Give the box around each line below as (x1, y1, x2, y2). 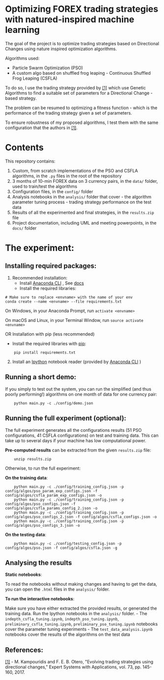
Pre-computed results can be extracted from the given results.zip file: (5, 447, 151, 453)
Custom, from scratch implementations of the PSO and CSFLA (12, 168, 138, 173)
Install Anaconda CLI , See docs (19, 280, 84, 286)
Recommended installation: (12, 275, 68, 281)
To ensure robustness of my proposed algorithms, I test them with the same (5, 119, 159, 125)
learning (5, 25, 40, 35)
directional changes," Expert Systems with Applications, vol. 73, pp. (5, 664, 141, 670)
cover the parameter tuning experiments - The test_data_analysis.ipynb (5, 626, 153, 632)
